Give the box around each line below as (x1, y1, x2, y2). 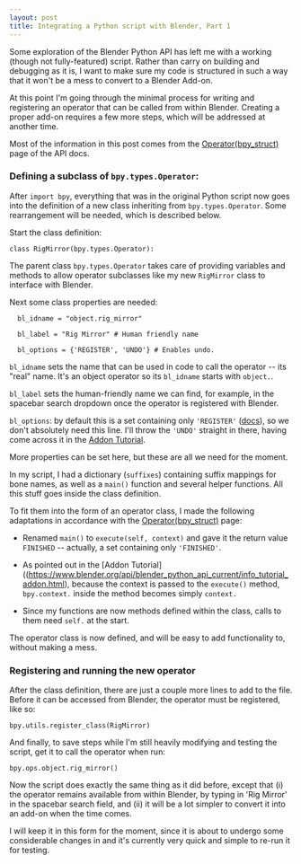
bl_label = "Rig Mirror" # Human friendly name (17, 330, 199, 339)
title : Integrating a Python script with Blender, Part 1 (9, 22, 231, 31)
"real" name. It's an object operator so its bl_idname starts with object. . (9, 370, 274, 382)
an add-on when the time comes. (9, 808, 132, 819)
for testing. (9, 845, 50, 856)
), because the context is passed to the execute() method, (64, 578, 280, 589)
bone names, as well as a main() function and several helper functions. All (9, 478, 283, 489)
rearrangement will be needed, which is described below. (9, 209, 222, 220)
